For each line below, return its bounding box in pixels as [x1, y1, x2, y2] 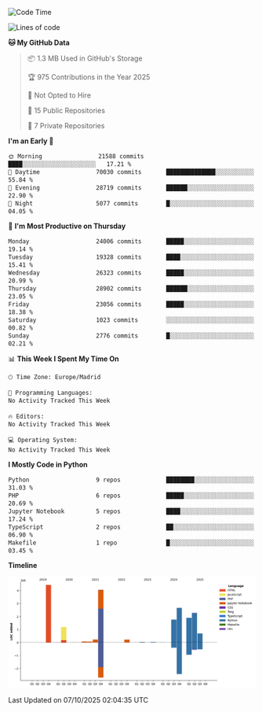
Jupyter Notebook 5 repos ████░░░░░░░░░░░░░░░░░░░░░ [8, 507, 255, 515]
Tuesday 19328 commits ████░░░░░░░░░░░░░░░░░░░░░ [8, 253, 255, 261]
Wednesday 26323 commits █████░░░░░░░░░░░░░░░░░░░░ [8, 269, 255, 277]
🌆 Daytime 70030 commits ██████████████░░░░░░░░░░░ [8, 168, 255, 176]
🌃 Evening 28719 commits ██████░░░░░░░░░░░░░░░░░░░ [8, 184, 255, 192]
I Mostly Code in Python [8, 460, 88, 469]
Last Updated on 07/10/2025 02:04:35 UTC [8, 695, 149, 704]
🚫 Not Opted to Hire [27, 90, 92, 100]
